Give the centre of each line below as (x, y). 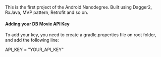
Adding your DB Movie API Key (37, 24)
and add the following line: (32, 40)
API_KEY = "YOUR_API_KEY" (34, 50)
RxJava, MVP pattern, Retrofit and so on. (47, 12)
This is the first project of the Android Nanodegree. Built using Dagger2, (79, 7)
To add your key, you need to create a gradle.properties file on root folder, (81, 35)
